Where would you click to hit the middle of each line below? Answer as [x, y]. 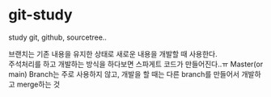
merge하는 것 [38, 84]
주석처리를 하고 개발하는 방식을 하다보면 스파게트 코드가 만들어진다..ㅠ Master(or [136, 64]
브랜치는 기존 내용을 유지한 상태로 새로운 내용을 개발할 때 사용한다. [113, 53]
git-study [40, 15]
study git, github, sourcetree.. [58, 37]
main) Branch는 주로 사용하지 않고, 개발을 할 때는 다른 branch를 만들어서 [124, 74]
